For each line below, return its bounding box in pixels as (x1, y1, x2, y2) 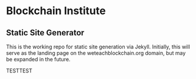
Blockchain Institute (6, 4, 106, 18)
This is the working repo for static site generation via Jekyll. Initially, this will (6, 43, 190, 50)
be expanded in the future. (6, 56, 71, 62)
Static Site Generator (6, 28, 85, 38)
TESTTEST (6, 67, 32, 74)
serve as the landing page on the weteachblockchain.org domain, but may (6, 50, 186, 57)
